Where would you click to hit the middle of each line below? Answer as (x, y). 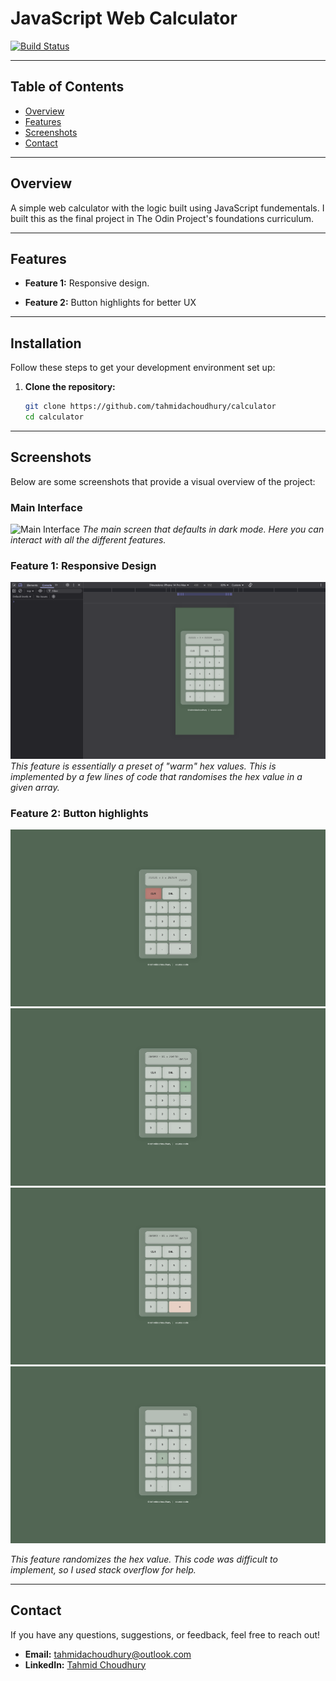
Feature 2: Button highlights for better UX (110, 303)
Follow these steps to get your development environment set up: (143, 368)
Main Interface (46, 507)
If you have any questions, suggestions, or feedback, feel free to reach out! (165, 1634)
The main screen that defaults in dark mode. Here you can (203, 529)
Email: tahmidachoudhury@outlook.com (108, 1654)
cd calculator (54, 417)
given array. (35, 787)
